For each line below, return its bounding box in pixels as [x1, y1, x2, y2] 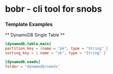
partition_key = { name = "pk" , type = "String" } [5, 46, 109, 51]
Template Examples [5, 21, 53, 28]
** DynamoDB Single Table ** [5, 32, 65, 38]
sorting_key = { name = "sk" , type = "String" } [5, 50, 106, 56]
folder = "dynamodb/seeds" [5, 64, 60, 69]
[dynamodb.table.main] [5, 42, 51, 47]
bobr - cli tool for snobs [5, 3, 102, 15]
